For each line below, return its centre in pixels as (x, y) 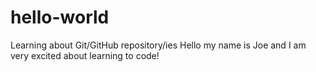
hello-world (60, 17)
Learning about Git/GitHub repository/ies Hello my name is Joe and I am (158, 45)
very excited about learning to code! (85, 55)
